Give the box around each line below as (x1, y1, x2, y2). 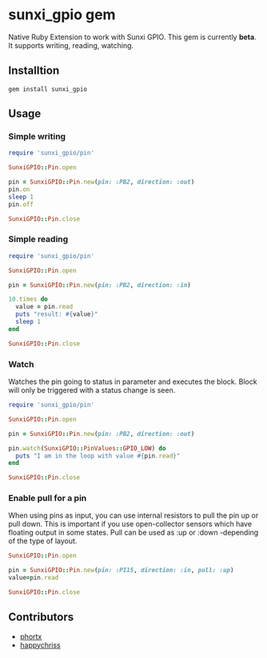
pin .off (8, 200, 34, 208)
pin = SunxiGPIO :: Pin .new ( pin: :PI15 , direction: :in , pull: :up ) (8, 567, 234, 575)
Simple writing (8, 131, 66, 142)
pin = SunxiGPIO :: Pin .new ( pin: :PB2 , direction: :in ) (8, 281, 192, 289)
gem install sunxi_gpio (8, 85, 88, 93)
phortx (19, 632, 42, 641)
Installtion (8, 64, 60, 78)
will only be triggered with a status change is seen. (8, 386, 176, 395)
